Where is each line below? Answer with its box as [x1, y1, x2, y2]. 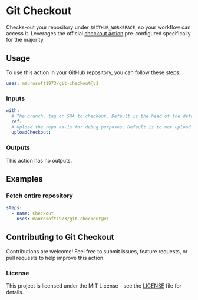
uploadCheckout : [11, 130, 51, 136]
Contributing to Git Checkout [6, 232, 114, 242]
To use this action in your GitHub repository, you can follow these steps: [6, 69, 181, 76]
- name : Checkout [11, 210, 54, 216]
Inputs [6, 94, 25, 103]
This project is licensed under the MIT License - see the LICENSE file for [6, 282, 181, 289]
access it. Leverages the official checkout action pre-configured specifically [6, 29, 191, 37]
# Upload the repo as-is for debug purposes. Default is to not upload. [11, 124, 194, 130]
